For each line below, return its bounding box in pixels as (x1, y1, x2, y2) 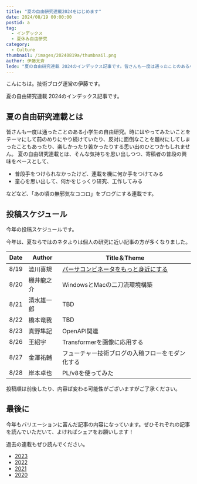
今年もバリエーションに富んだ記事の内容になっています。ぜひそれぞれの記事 (6, 420, 191, 427)
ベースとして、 (16, 158, 52, 165)
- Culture (11, 47, 35, 53)
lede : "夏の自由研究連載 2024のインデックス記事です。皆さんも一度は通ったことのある (6, 63, 190, 69)
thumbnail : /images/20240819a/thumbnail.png (6, 52, 117, 58)
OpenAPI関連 (62, 327, 98, 335)
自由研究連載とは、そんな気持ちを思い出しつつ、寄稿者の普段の (28, 151, 182, 158)
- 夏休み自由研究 (11, 36, 47, 42)
